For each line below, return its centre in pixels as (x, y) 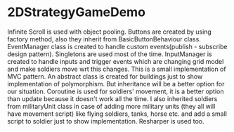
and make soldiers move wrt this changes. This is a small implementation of (117, 69)
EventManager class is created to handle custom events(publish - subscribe (117, 46)
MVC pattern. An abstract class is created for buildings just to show (105, 76)
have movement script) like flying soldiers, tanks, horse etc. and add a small (117, 114)
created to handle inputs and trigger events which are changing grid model (116, 61)
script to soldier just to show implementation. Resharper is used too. (106, 121)
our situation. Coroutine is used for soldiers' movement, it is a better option (116, 91)
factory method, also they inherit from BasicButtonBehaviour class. (104, 39)
